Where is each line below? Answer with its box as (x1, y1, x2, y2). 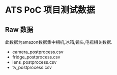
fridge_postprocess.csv (12, 54, 60, 60)
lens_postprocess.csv (12, 59, 57, 65)
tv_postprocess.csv (12, 64, 52, 70)
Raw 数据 (5, 25, 33, 34)
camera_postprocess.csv (12, 49, 64, 55)
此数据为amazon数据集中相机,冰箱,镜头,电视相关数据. (5, 39, 113, 45)
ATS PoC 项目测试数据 (5, 4, 95, 16)
